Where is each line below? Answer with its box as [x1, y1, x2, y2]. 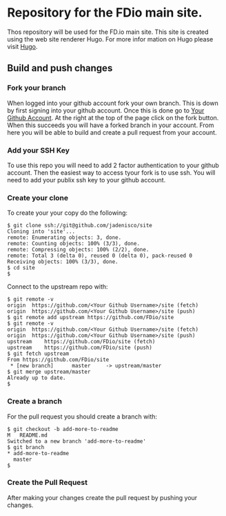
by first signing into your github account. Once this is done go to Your [7, 106, 205, 115]
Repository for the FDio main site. [7, 5, 203, 21]
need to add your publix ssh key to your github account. [7, 175, 166, 184]
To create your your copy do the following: [7, 209, 128, 217]
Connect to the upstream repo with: [7, 283, 108, 291]
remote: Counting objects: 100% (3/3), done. [7, 240, 140, 247]
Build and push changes [7, 62, 113, 74]
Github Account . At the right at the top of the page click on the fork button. [7, 113, 219, 122]
